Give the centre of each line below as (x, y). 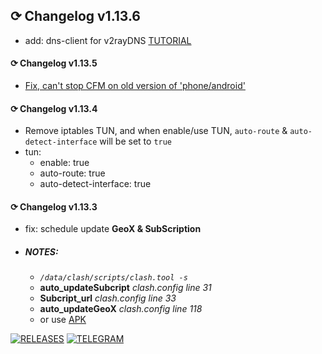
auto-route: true (72, 173)
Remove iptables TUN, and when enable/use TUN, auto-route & (156, 131)
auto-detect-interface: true (95, 184)
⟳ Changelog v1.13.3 (54, 206)
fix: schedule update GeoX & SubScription (113, 229)
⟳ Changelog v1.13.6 (76, 16)
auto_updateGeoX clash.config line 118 (121, 309)
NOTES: (41, 252)
